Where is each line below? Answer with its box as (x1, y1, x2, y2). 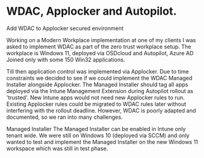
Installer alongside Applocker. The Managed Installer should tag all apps (6, 81, 189, 88)
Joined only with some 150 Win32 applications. (6, 56, 126, 63)
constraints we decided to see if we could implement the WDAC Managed (6, 74, 193, 81)
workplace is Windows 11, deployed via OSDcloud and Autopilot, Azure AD (6, 49, 194, 56)
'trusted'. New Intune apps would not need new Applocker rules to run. (6, 94, 185, 101)
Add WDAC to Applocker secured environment (6, 24, 124, 32)
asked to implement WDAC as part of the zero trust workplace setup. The (6, 43, 192, 50)
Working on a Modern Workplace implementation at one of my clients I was (6, 36, 196, 43)
